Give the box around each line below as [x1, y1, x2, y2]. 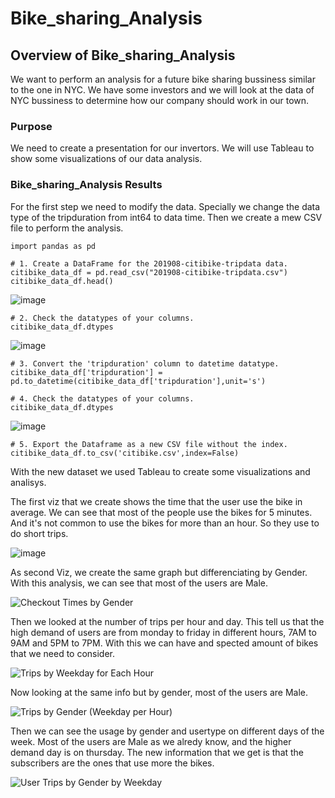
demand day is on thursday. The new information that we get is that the [10, 746, 305, 758]
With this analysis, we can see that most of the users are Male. [10, 577, 268, 589]
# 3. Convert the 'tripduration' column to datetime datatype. [10, 358, 280, 369]
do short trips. [10, 527, 69, 539]
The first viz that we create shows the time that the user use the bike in [10, 495, 303, 507]
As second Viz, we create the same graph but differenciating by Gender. [10, 566, 308, 578]
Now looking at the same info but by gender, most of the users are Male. [10, 686, 308, 698]
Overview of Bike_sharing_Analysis [10, 47, 236, 64]
